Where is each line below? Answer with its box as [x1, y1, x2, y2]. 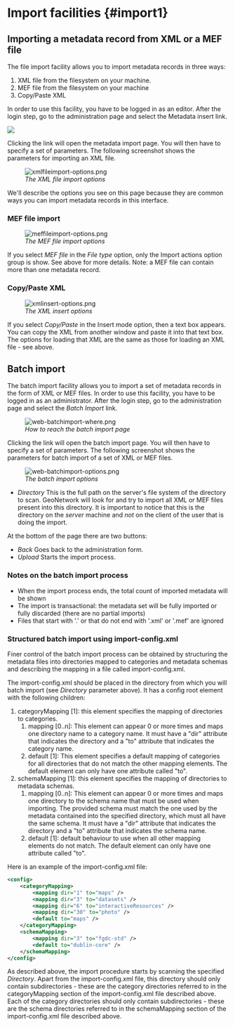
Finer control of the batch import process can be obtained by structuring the [7, 650, 228, 658]
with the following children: [7, 694, 86, 702]
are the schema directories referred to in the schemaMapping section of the [7, 1005, 227, 1013]
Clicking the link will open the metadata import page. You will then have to [7, 139, 221, 147]
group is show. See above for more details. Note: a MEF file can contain [7, 258, 214, 266]
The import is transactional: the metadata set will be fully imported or [17, 601, 217, 609]
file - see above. [7, 342, 55, 351]
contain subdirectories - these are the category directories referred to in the [7, 982, 227, 990]
